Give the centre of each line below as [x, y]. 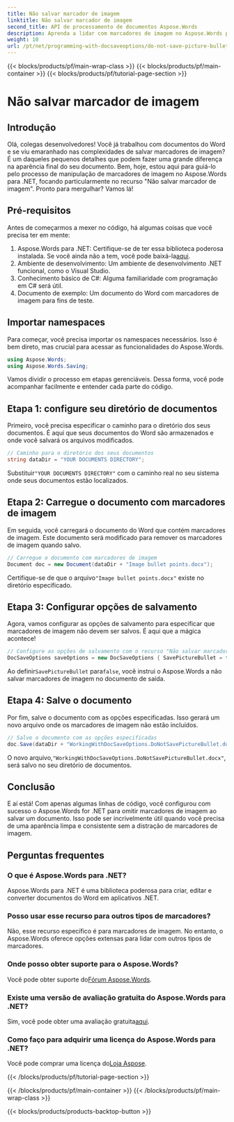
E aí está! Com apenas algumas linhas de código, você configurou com [109, 803]
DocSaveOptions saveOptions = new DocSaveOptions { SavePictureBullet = [115, 658]
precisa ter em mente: [39, 235]
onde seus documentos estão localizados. [68, 480]
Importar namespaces [56, 322]
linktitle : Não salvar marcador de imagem [70, 20]
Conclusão [31, 787]
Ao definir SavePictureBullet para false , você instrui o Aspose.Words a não [115, 671]
